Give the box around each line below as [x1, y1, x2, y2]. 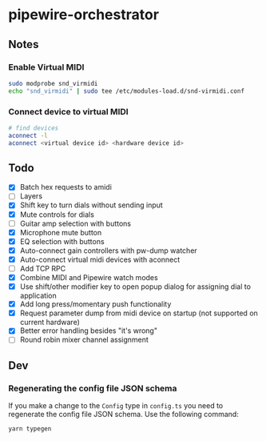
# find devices [8, 124, 59, 132]
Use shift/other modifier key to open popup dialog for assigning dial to [19, 282, 252, 291]
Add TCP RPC [19, 263, 66, 273]
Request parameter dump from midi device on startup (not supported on [19, 308, 258, 318]
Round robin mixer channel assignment [19, 335, 149, 345]
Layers [19, 191, 42, 201]
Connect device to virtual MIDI [8, 106, 129, 117]
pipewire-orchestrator [8, 6, 160, 24]
